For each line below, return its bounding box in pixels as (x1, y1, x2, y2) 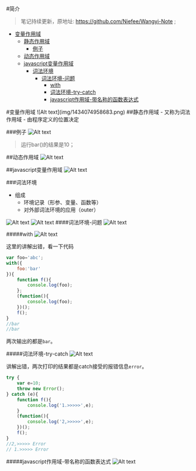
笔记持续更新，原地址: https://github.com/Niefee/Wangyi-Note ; (20, 18, 176, 25)
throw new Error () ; (17, 386, 65, 392)
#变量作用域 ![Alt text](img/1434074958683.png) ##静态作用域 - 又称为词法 (6, 108, 191, 116)
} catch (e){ (6, 391, 38, 397)
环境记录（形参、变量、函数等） (23, 199, 102, 206)
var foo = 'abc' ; (6, 255, 44, 261)
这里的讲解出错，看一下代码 (6, 243, 74, 250)
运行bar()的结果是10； (20, 141, 75, 148)
